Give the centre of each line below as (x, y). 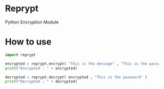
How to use (28, 42)
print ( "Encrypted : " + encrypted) (41, 68)
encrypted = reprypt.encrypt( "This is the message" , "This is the (76, 64)
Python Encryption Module (32, 22)
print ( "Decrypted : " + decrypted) (41, 82)
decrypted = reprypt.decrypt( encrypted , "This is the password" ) (76, 77)
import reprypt (20, 55)
